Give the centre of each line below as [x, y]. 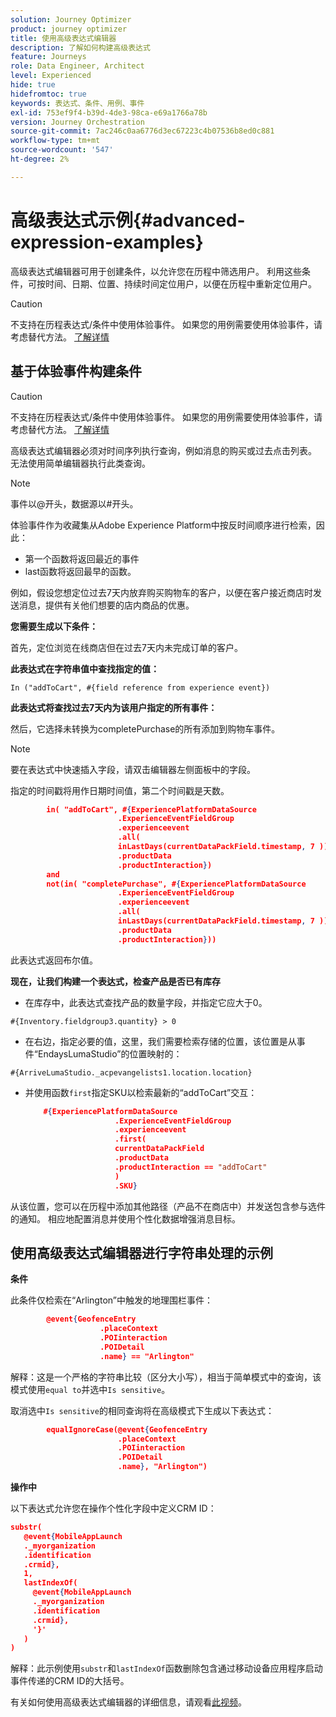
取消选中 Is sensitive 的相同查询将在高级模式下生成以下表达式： [142, 1410]
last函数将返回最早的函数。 [80, 571]
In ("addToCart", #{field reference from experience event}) [140, 687]
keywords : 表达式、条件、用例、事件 [77, 103]
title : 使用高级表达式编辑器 [63, 38]
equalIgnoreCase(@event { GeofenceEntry [127, 1429]
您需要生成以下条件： [54, 626]
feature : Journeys [48, 57]
